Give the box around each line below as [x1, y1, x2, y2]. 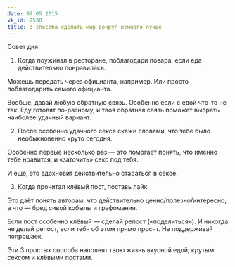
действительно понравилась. [17, 64, 106, 72]
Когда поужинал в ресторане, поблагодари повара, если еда [17, 56, 202, 65]
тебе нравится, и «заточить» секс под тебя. [7, 155, 139, 164]
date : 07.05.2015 [7, 10, 58, 18]
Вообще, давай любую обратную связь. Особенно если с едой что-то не [7, 98, 227, 107]
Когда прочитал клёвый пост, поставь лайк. [17, 183, 150, 191]
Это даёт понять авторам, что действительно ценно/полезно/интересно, [7, 196, 227, 204]
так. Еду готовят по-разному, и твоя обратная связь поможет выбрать [7, 106, 220, 115]
